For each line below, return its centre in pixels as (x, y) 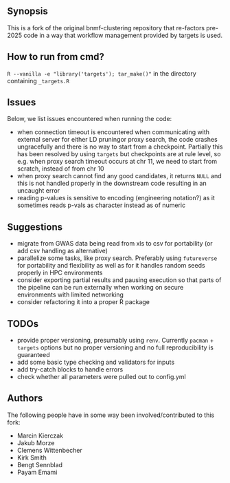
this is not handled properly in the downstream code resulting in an (112, 183)
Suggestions (35, 227)
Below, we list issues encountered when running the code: (90, 119)
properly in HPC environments (60, 273)
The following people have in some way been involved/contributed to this (111, 415)
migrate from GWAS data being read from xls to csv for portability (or (115, 244)
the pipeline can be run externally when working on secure (100, 288)
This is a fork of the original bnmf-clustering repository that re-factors (106, 28)
